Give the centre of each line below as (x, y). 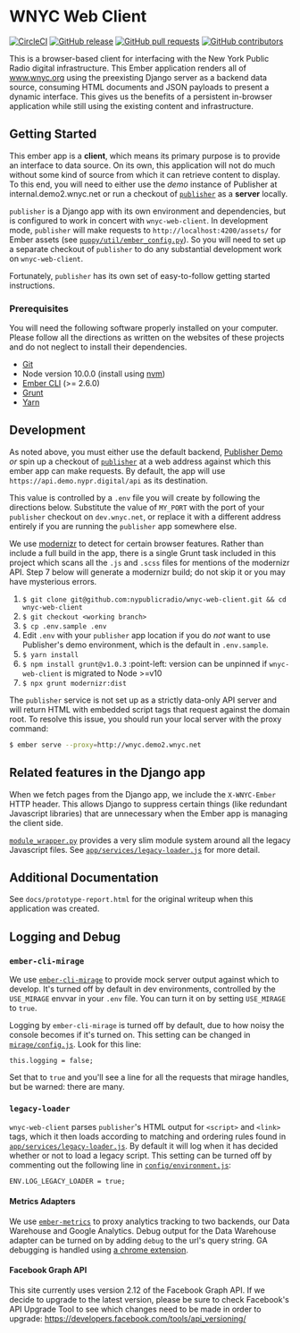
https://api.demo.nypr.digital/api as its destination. (108, 480)
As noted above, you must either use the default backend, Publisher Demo (146, 451)
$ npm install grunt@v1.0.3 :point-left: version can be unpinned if (145, 663)
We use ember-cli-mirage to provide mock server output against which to (144, 980)
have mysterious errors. (53, 581)
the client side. (37, 823)
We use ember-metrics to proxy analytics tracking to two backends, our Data (150, 1221)
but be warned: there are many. (67, 1087)
